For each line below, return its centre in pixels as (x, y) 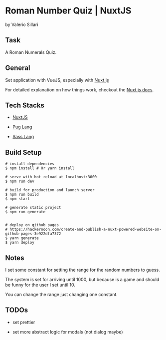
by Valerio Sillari (22, 24)
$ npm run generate (25, 212)
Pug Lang (22, 127)
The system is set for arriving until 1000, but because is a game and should (82, 279)
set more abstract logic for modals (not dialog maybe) (68, 332)
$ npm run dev (20, 181)
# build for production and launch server (50, 190)
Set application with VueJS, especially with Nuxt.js (57, 80)
